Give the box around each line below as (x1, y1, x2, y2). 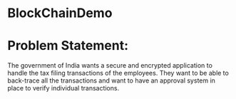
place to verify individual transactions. (7, 84, 120, 93)
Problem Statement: (7, 38, 129, 54)
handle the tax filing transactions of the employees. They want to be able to (7, 69, 230, 78)
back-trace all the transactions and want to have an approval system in (7, 76, 216, 85)
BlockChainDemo (7, 5, 113, 21)
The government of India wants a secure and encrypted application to (7, 61, 212, 70)
